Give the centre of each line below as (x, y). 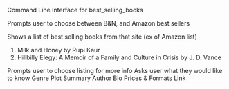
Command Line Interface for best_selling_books (75, 10)
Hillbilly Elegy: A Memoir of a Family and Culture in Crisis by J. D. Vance (119, 57)
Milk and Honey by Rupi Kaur (58, 50)
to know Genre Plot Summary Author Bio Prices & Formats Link (97, 78)
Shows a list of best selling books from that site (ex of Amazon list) (102, 37)
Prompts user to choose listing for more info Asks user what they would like (115, 71)
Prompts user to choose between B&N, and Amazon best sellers (99, 23)
